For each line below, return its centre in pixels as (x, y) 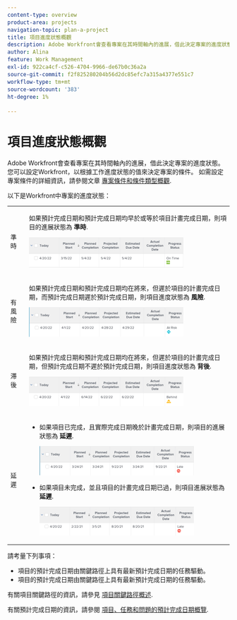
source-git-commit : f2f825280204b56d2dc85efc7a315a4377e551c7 (101, 74)
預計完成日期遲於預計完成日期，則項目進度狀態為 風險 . (126, 297)
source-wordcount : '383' (44, 89)
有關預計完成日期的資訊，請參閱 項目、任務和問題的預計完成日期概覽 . (108, 609)
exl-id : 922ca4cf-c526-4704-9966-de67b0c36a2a (77, 67)
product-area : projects (42, 22)
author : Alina (28, 52)
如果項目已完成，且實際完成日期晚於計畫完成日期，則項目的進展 (132, 427)
